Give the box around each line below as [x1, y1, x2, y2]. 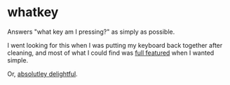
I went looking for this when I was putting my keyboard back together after [7, 41, 223, 49]
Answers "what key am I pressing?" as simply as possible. [7, 27, 175, 36]
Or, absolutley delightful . [7, 70, 79, 78]
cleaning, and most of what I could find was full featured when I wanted [7, 48, 215, 57]
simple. [7, 55, 29, 64]
